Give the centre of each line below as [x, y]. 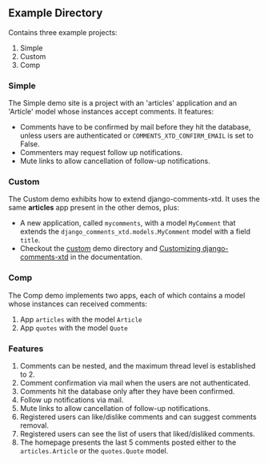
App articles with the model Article [81, 319]
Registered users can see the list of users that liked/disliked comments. [137, 434]
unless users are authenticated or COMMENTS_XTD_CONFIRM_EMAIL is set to [136, 136]
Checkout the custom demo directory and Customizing [110, 249]
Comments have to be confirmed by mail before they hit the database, [135, 127]
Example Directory [56, 13]
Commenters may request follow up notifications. [101, 153]
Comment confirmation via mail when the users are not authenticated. [135, 383]
